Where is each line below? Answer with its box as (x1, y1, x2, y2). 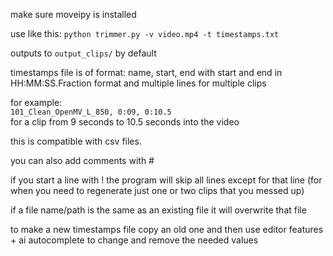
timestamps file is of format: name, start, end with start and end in (10, 67, 283, 78)
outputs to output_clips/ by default (10, 47, 157, 59)
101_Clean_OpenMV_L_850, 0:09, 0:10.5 (10, 107, 172, 117)
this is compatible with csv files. (10, 135, 142, 147)
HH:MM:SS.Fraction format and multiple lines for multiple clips (10, 77, 267, 89)
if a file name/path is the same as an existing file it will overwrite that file (10, 204, 307, 216)
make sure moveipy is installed (10, 9, 137, 20)
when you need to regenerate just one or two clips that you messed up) (10, 185, 305, 196)
